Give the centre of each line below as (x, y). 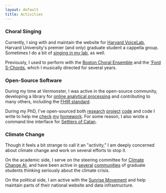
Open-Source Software (34, 80)
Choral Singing (23, 32)
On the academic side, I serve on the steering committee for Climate (75, 160)
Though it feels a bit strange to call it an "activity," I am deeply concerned (80, 145)
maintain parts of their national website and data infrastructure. (69, 185)
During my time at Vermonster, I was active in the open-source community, (81, 91)
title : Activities (24, 14)
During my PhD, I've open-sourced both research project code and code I (80, 111)
